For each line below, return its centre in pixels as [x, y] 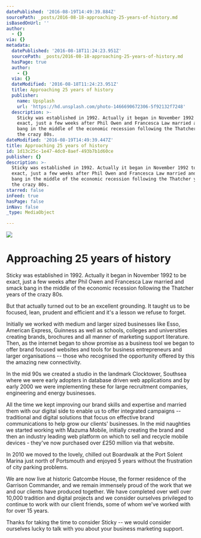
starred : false [25, 190]
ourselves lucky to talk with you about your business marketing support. [95, 529]
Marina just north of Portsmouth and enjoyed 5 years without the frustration [99, 461]
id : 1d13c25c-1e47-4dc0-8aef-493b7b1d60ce [60, 151]
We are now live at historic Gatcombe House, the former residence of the [96, 479]
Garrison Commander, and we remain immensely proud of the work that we [99, 485]
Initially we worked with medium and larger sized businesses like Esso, [93, 324]
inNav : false [22, 207]
